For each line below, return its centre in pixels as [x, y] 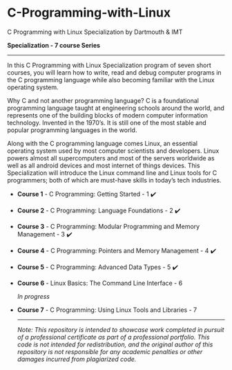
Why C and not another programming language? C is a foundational [103, 100]
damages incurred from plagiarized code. [77, 359]
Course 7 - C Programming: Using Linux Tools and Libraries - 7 [107, 310]
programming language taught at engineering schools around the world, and [116, 108]
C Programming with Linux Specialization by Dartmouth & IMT [95, 32]
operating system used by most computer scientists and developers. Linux [113, 151]
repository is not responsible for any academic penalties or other [110, 351]
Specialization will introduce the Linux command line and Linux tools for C [112, 173]
